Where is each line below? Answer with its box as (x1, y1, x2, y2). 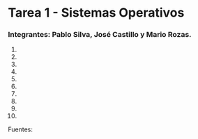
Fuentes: (8, 125, 33, 133)
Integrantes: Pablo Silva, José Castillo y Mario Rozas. (8, 30, 192, 40)
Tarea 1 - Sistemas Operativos (8, 5, 185, 21)
